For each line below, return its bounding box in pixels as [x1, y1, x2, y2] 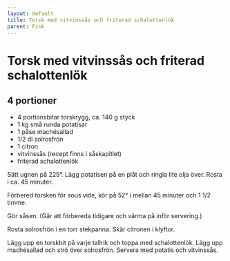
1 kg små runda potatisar [17, 120, 88, 128]
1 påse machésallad [17, 128, 74, 136]
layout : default [7, 10, 54, 17]
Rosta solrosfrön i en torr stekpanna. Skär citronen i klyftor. [7, 225, 175, 233]
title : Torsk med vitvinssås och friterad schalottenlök [7, 17, 175, 23]
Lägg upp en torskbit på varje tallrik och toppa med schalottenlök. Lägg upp [7, 239, 223, 247]
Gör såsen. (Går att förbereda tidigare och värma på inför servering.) [7, 212, 202, 220]
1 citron [17, 142, 39, 151]
